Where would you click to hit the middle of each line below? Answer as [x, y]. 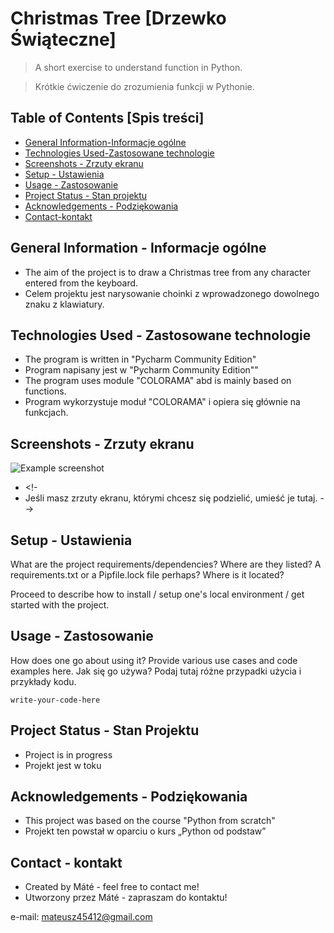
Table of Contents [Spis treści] [107, 118]
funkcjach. [46, 413]
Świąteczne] [63, 39]
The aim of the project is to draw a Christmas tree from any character [167, 272]
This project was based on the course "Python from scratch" [150, 821]
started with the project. [60, 605]
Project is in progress [68, 754]
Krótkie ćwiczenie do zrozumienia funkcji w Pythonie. [144, 86]
